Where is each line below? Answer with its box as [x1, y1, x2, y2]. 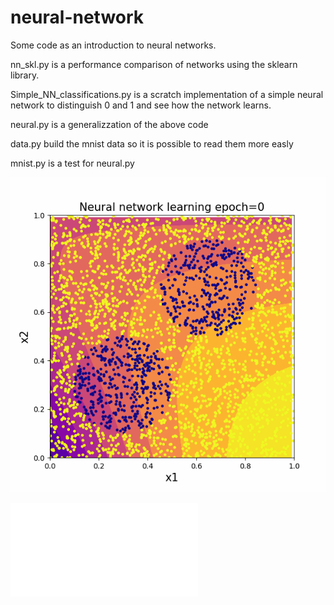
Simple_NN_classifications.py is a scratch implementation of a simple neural [10, 88, 324, 100]
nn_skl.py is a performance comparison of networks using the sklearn [10, 58, 298, 70]
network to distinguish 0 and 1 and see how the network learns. [10, 99, 272, 111]
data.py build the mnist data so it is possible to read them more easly [10, 137, 294, 150]
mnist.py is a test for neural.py [10, 157, 135, 169]
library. [10, 69, 40, 81]
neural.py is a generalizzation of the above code [10, 118, 209, 130]
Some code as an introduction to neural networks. [10, 39, 217, 51]
